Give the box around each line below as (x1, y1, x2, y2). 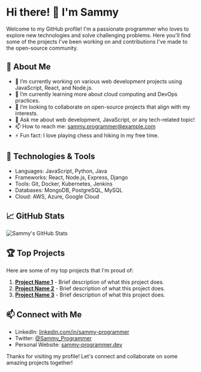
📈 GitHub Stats (6, 211, 65, 221)
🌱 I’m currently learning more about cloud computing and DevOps (14, 90, 178, 98)
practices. (14, 97, 40, 104)
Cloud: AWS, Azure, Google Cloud (14, 193, 100, 200)
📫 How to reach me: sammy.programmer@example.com (14, 122, 156, 130)
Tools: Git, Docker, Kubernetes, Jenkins (14, 180, 113, 187)
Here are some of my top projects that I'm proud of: (6, 267, 134, 274)
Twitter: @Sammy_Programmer (14, 335, 92, 341)
